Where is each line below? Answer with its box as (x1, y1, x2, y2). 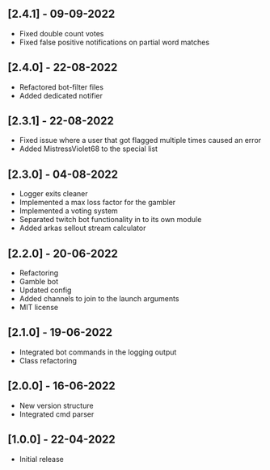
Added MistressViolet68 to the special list (19, 144, 158, 153)
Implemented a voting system (19, 206, 118, 216)
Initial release (19, 454, 64, 464)
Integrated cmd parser (19, 409, 95, 419)
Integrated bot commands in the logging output (19, 347, 177, 357)
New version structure (19, 401, 94, 410)
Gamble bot (19, 277, 58, 287)
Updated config (19, 285, 72, 295)
